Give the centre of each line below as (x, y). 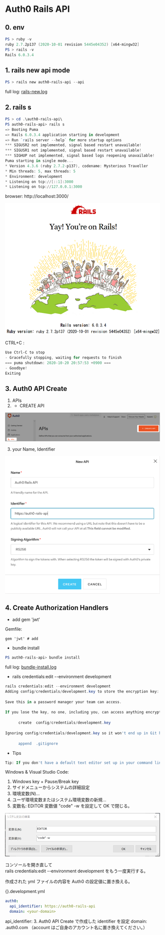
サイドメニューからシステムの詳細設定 (51, 787)
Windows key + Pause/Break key (45, 781)
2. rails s (18, 107)
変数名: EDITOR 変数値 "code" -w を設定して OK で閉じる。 (72, 806)
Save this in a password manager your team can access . (63, 702)
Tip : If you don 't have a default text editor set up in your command (79, 763)
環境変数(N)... (26, 794)
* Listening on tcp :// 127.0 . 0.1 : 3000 (44, 187)
